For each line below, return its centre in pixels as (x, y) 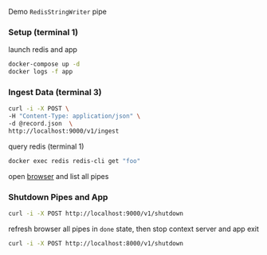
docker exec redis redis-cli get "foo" (75, 161)
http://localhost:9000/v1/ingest (64, 131)
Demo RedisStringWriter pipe (58, 12)
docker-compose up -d (44, 64)
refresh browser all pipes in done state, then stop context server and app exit (133, 229)
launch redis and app (43, 50)
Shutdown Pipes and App (58, 197)
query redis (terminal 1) (46, 146)
